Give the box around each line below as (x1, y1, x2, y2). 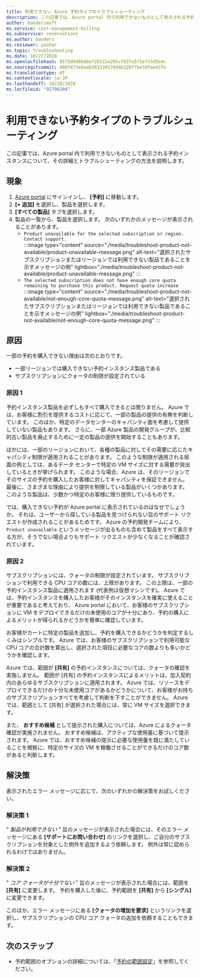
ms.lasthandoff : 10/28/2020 (6, 81, 76, 87)
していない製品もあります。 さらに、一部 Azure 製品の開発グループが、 (6, 426, 180, 433)
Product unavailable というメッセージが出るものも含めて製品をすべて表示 (6, 525, 189, 533)
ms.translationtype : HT (6, 70, 65, 76)
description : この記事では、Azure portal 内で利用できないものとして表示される (6, 14, 186, 20)
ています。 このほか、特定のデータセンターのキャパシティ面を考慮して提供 (6, 418, 189, 425)
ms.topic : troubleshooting (6, 48, 73, 54)
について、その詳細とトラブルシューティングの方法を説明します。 (26, 157, 187, 164)
